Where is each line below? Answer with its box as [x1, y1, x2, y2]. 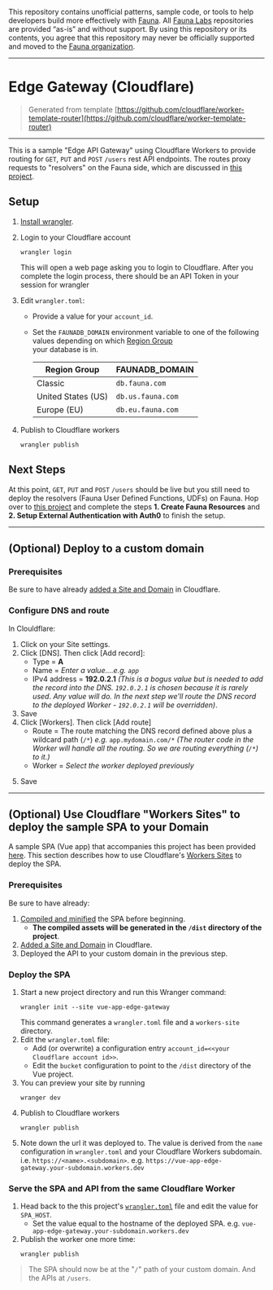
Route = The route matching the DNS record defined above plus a [32, 725, 253, 736]
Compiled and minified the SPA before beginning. [19, 914, 185, 923]
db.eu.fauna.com [115, 405, 179, 414]
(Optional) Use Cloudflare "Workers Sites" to [8, 807, 241, 821]
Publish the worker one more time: [19, 1235, 136, 1244]
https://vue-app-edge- [145, 1156, 223, 1165]
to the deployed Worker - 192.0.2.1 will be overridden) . [32, 700, 218, 710]
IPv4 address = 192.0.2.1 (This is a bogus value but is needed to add [32, 674, 264, 684]
